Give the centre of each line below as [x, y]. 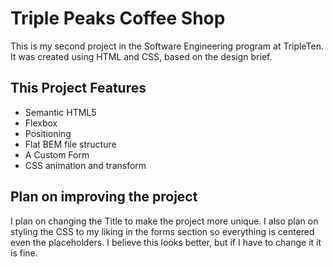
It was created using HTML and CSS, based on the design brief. [141, 56]
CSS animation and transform [85, 165]
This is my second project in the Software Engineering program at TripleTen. [167, 46]
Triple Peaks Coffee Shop [118, 18]
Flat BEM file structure [70, 144]
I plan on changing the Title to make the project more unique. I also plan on [164, 221]
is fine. [24, 253]
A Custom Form [57, 154]
